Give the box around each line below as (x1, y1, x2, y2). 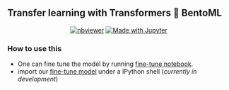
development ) (17, 75, 59, 84)
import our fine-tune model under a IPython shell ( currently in (17, 67, 197, 76)
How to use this (7, 43, 62, 53)
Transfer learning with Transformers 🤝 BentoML (7, 7, 223, 19)
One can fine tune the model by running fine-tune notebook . (17, 60, 194, 68)
